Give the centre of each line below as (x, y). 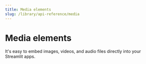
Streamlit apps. (20, 57)
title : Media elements (28, 9)
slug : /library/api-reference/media (42, 14)
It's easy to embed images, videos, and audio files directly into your (73, 51)
